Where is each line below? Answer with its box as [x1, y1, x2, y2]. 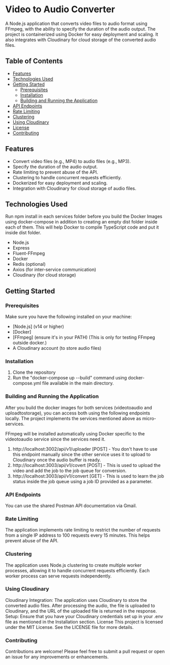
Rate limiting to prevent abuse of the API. [12, 169, 98, 175]
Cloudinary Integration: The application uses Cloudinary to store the [5, 597, 147, 603]
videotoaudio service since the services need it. [5, 436, 106, 442]
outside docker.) [12, 340, 47, 346]
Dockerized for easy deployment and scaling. [12, 180, 108, 186]
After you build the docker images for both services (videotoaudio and [5, 404, 152, 410]
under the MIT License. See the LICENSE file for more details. [5, 624, 134, 630]
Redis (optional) [12, 261, 46, 267]
